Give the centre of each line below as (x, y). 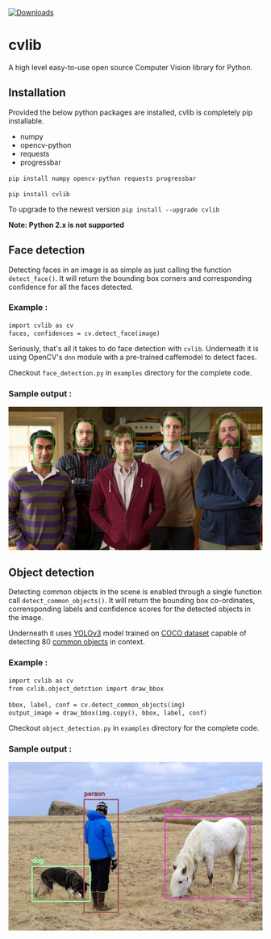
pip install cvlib (39, 194)
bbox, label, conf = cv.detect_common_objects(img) (97, 705)
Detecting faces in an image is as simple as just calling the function (120, 270)
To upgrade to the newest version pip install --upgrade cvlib (114, 209)
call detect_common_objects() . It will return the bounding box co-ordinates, (132, 601)
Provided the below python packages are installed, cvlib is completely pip (131, 112)
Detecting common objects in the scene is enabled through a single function (135, 592)
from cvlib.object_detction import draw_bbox (86, 689)
